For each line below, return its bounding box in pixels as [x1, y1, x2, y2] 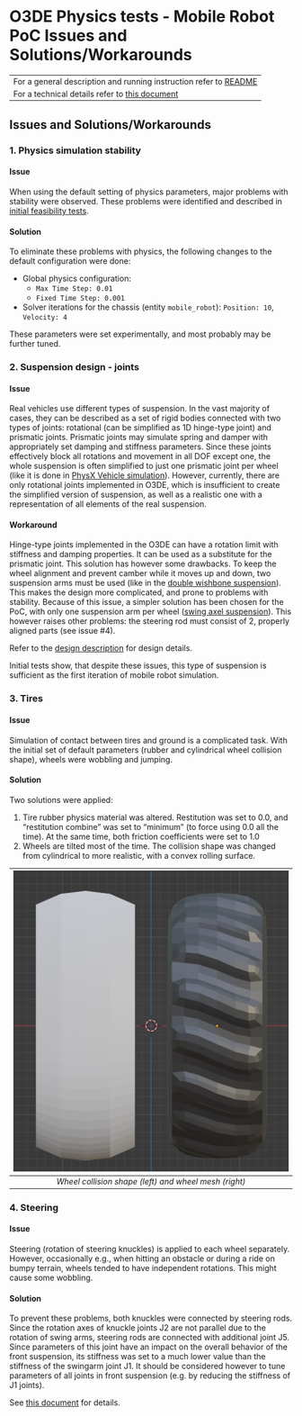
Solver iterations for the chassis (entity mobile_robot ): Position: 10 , [22, 302, 274, 312]
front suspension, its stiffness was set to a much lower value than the [9, 1351, 266, 1362]
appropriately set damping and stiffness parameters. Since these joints [9, 441, 271, 452]
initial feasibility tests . [9, 205, 90, 216]
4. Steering [9, 1201, 59, 1213]
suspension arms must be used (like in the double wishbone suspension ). [9, 578, 281, 589]
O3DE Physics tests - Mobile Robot [9, 6, 275, 27]
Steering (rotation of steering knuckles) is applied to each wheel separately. [9, 1243, 290, 1254]
